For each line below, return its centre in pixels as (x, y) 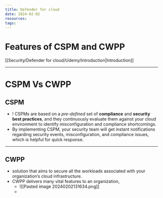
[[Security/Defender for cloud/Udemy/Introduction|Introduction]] (70, 61)
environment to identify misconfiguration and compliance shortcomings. (84, 124)
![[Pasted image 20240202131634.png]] (59, 186)
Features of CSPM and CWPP (65, 47)
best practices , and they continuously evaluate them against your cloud (84, 119)
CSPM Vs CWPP (38, 84)
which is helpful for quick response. (48, 140)
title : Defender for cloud (32, 9)
